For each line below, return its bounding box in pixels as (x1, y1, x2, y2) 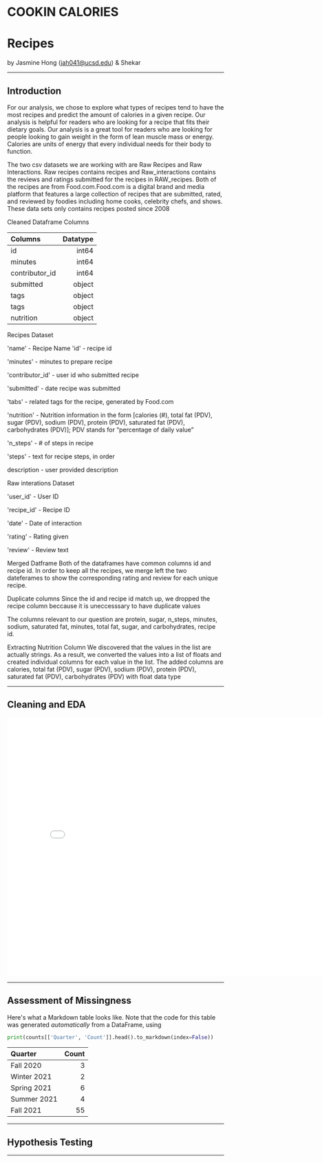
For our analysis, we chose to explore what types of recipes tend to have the (7, 103, 224, 111)
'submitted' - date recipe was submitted (7, 384, 120, 392)
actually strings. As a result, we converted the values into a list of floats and (7, 650, 222, 658)
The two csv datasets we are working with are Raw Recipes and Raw (7, 160, 202, 169)
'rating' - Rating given (7, 532, 69, 540)
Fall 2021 (10, 1106, 42, 1115)
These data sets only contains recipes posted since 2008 (7, 204, 170, 212)
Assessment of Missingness (7, 995, 132, 1007)
